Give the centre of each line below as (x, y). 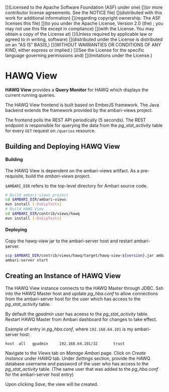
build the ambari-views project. (58, 176)
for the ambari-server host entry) (39, 374)
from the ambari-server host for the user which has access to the (73, 299)
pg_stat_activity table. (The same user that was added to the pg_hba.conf (82, 369)
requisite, (15, 176)
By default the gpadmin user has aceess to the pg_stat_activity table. (77, 314)
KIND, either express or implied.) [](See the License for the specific (75, 50)
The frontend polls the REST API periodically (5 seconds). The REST (76, 120)
